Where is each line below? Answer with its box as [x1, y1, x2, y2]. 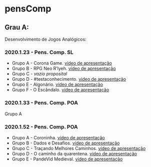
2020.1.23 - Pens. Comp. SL [4, 49, 73, 56]
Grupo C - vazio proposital [11, 71, 67, 77]
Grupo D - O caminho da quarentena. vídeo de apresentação [11, 150, 137, 156]
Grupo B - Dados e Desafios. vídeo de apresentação [11, 140, 120, 146]
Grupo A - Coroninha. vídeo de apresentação [11, 134, 105, 140]
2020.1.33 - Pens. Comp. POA [4, 99, 78, 106]
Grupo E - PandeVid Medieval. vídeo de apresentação [11, 156, 123, 162]
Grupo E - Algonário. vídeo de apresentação [11, 81, 103, 88]
